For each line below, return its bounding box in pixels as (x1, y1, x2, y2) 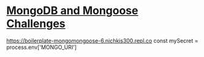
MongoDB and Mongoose (6, 4, 138, 18)
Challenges (6, 17, 66, 31)
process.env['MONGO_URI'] (6, 44, 77, 51)
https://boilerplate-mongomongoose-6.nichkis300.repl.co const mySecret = (6, 37, 198, 44)
